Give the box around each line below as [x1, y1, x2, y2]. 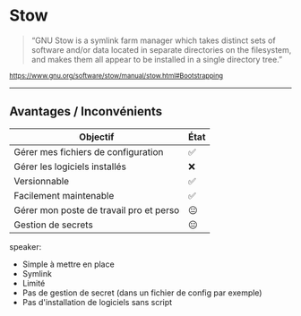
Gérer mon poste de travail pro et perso [13, 203, 180, 216]
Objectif [79, 131, 115, 143]
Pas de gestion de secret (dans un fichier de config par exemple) [21, 287, 262, 298]
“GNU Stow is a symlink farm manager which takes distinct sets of [30, 35, 276, 46]
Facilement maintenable [13, 189, 115, 201]
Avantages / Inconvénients [9, 104, 163, 119]
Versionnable [13, 175, 70, 187]
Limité [21, 278, 46, 288]
